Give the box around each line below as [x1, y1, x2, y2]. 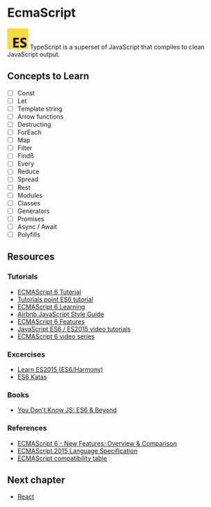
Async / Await [17, 222, 57, 231]
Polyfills [17, 230, 40, 238]
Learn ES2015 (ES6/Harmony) [17, 365, 103, 373]
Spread [17, 175, 39, 184]
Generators [17, 207, 50, 215]
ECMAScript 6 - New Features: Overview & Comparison [17, 439, 178, 447]
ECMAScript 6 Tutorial [17, 288, 81, 296]
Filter [17, 144, 33, 153]
